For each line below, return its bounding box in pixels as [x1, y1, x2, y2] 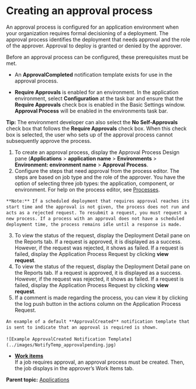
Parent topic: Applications [6, 376, 70, 383]
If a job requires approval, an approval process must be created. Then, [14, 359, 185, 366]
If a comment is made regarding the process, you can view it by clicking [14, 294, 188, 301]
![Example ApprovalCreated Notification [6, 336, 106, 342]
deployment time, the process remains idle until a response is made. [6, 221, 182, 227]
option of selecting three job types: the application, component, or [14, 180, 174, 187]
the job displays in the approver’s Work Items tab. [14, 364, 134, 371]
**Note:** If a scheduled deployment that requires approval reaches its [6, 198, 190, 204]
